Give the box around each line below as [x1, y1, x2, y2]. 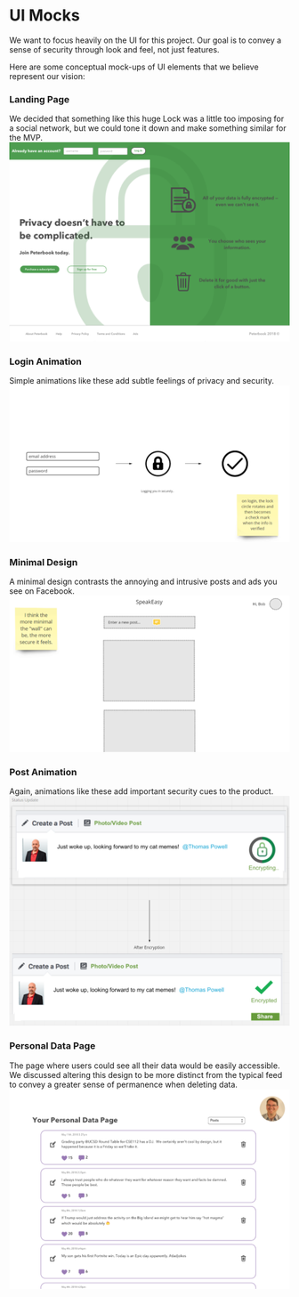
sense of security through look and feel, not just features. [9, 44, 220, 54]
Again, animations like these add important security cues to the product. [9, 786, 274, 797]
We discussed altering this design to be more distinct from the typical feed [9, 1069, 283, 1080]
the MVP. [9, 133, 43, 143]
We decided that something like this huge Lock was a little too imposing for [9, 113, 285, 125]
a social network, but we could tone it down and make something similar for [9, 123, 287, 134]
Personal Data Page [9, 1040, 96, 1052]
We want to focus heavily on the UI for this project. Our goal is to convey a [9, 35, 282, 45]
